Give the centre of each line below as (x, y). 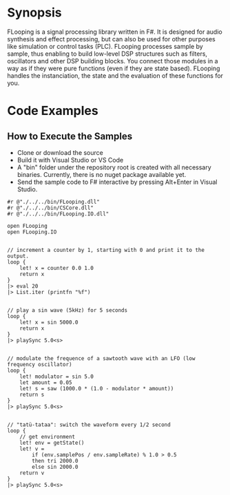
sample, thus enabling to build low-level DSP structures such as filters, (107, 54)
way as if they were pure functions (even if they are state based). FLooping (114, 68)
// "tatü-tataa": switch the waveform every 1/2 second (89, 425)
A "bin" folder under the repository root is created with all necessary (114, 167)
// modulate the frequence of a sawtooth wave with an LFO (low (101, 358)
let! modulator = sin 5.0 (57, 377)
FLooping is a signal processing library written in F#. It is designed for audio (115, 32)
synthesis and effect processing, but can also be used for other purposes (111, 39)
